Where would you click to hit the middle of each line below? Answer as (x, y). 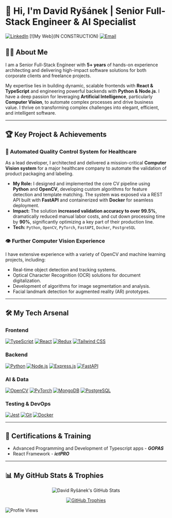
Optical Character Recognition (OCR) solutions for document (77, 275)
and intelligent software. (31, 113)
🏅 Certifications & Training (48, 436)
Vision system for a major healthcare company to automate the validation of (86, 168)
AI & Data (17, 379)
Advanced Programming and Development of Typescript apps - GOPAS (88, 448)
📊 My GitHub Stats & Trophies (55, 475)
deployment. (26, 206)
